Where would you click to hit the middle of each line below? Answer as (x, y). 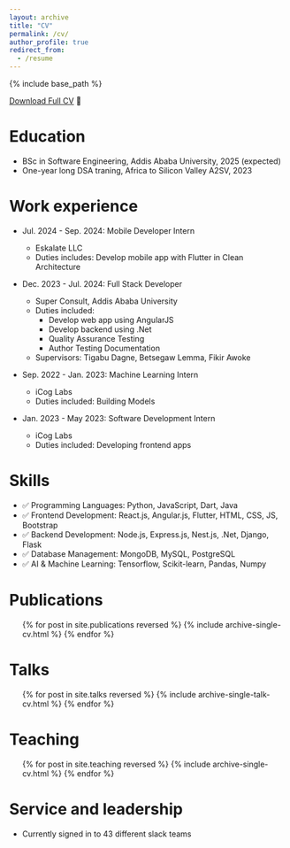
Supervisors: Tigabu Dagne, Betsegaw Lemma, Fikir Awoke (143, 357)
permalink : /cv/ (39, 34)
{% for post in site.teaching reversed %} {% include (116, 764)
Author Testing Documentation (104, 348)
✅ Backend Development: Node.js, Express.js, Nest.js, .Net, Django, (145, 534)
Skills (30, 481)
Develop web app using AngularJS (111, 320)
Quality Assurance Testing (96, 338)
